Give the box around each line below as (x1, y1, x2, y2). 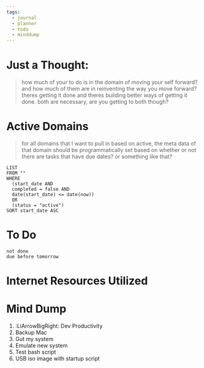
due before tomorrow (6, 253, 59, 259)
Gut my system (15, 335, 54, 343)
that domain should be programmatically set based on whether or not (21, 147, 197, 153)
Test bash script (15, 348, 56, 356)
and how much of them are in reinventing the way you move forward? (21, 85, 197, 93)
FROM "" (6, 170, 26, 176)
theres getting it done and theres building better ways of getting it (21, 91, 188, 99)
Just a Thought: (6, 58, 89, 72)
